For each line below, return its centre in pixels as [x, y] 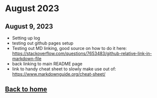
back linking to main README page [47, 64]
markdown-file [27, 58]
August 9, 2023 [29, 26]
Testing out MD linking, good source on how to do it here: [69, 48]
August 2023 [32, 8]
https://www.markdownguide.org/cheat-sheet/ [59, 74]
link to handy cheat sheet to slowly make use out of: [64, 69]
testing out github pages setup [43, 43]
